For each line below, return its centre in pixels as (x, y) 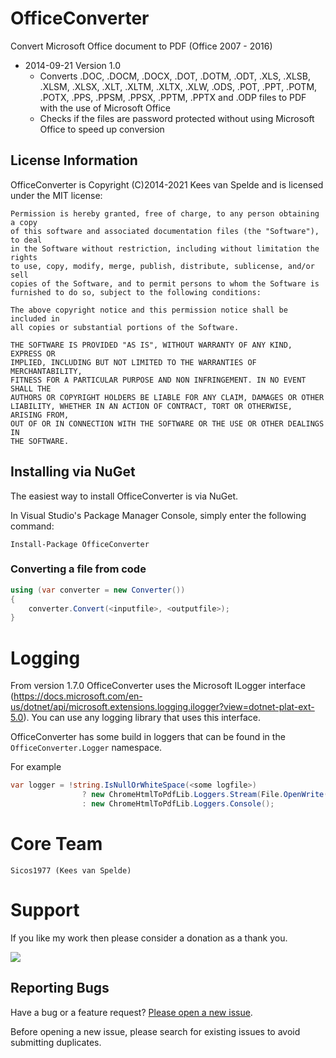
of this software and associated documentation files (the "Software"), (165, 231)
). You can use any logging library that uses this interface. (142, 718)
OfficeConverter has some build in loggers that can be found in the (148, 737)
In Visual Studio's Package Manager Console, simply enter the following (158, 515)
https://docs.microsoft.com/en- (78, 696)
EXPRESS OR (33, 353)
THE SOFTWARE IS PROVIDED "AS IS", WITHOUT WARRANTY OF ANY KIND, (151, 345)
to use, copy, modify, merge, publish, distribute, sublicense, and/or (162, 266)
